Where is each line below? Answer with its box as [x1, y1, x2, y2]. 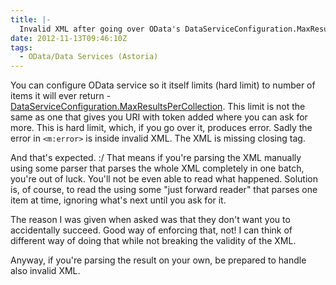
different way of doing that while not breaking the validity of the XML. [10, 235, 297, 247]
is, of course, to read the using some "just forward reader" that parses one [10, 184, 318, 196]
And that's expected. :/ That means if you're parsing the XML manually [10, 152, 302, 164]
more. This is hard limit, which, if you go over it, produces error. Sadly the [10, 122, 313, 134]
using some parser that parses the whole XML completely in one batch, [10, 162, 305, 175]
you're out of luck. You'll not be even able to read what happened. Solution [10, 173, 318, 185]
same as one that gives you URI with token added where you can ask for [10, 111, 308, 123]
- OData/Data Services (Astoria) [19, 52, 159, 62]
